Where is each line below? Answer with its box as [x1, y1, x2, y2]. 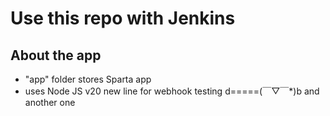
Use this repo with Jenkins [10, 7, 236, 30]
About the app [10, 47, 102, 64]
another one [24, 97, 76, 108]
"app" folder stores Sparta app [24, 73, 152, 85]
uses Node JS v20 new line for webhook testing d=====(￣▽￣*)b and [24, 85, 320, 97]
